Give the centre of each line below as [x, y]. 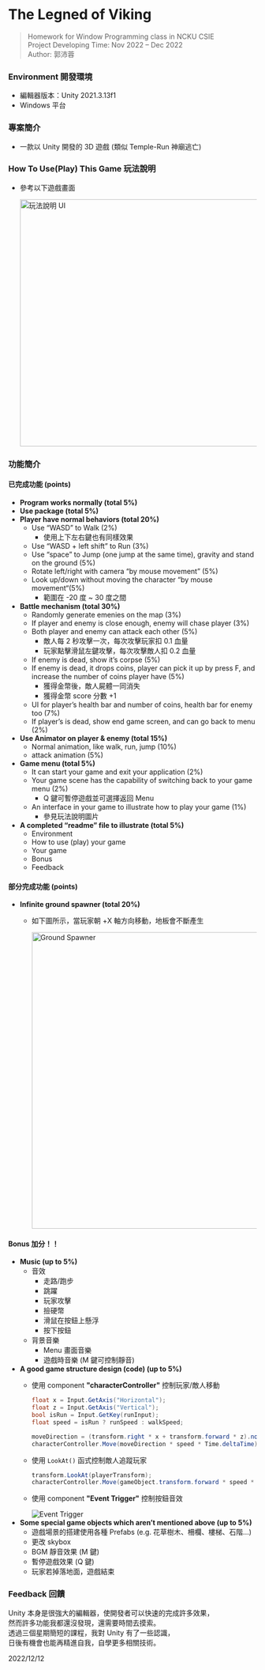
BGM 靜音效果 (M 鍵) [65, 1552]
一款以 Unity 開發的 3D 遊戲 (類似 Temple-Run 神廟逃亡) [110, 146]
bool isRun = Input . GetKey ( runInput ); [95, 1415]
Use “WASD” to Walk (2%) [74, 527]
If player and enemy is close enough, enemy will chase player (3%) [140, 623]
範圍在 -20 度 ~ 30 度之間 [85, 597]
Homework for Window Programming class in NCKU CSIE [121, 36]
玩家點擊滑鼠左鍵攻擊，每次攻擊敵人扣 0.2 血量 [119, 651]
